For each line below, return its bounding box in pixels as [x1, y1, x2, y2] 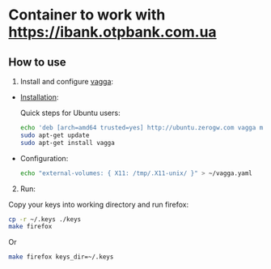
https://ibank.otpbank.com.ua [8, 23, 217, 41]
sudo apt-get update [19, 131, 90, 139]
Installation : [19, 92, 59, 102]
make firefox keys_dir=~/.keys [8, 253, 114, 261]
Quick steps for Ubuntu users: [19, 108, 121, 117]
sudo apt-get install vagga [19, 139, 115, 147]
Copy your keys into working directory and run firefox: [8, 199, 189, 209]
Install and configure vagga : [19, 77, 114, 86]
